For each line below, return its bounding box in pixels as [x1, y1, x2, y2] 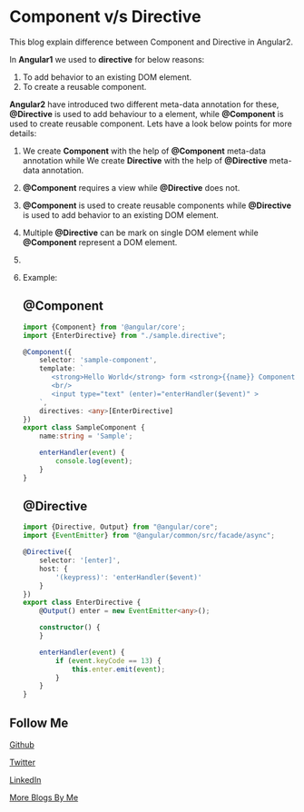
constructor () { [39, 623, 101, 632]
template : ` [39, 364, 84, 373]
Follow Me [9, 715, 69, 730]
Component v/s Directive [9, 6, 201, 27]
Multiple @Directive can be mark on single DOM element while [22, 227, 259, 238]
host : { [39, 564, 68, 573]
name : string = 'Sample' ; [39, 431, 133, 441]
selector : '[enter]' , [39, 556, 121, 565]
